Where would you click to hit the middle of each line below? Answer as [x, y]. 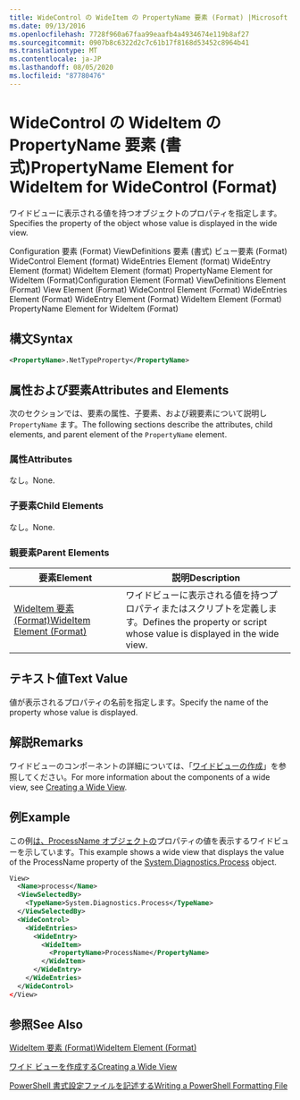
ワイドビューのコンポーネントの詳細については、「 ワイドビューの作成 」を [144, 766]
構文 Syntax [41, 339]
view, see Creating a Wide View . [68, 787]
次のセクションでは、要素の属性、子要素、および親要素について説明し [138, 413]
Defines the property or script [205, 622]
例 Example [40, 818]
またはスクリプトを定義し [214, 609]
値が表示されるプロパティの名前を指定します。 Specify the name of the [139, 702]
